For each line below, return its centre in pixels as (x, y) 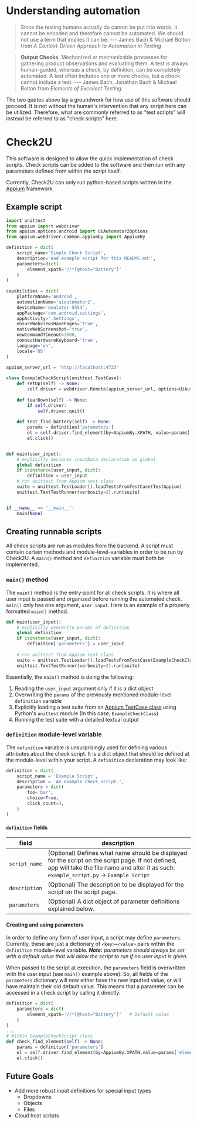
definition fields (27, 828)
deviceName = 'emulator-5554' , (52, 307)
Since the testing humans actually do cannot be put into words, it (99, 27)
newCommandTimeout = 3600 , (47, 335)
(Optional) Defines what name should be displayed (118, 853)
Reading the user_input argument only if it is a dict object (84, 688)
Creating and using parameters (45, 924)
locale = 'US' (31, 351)
